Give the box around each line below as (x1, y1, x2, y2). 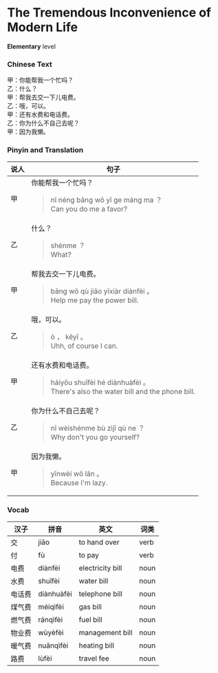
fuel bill (78, 614, 102, 624)
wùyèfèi (38, 628, 64, 637)
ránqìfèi (38, 614, 63, 624)
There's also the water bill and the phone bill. (50, 386, 196, 396)
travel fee (78, 653, 109, 663)
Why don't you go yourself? (50, 432, 140, 442)
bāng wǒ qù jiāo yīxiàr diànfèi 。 (50, 286, 154, 296)
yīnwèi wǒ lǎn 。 (50, 468, 104, 478)
